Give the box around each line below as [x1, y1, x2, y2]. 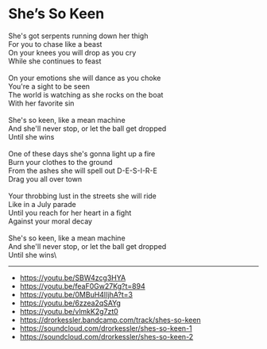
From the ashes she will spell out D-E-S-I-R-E [8, 166, 157, 175]
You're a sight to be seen [8, 81, 90, 91]
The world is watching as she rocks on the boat [8, 90, 164, 99]
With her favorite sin [8, 98, 75, 108]
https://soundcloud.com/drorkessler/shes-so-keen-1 [19, 323, 192, 333]
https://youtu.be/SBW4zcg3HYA [19, 273, 126, 282]
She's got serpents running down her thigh [8, 31, 149, 40]
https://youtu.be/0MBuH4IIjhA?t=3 [19, 290, 133, 299]
